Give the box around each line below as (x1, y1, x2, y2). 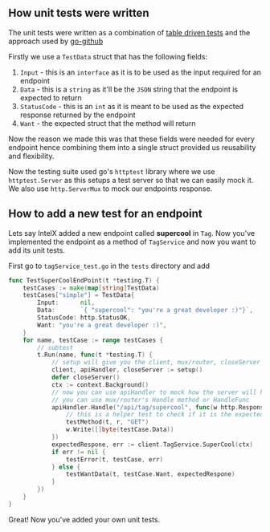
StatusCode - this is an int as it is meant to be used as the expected (19, 101, 243, 111)
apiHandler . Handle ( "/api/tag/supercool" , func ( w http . (51, 403, 239, 412)
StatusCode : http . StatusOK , (37, 314, 131, 322)
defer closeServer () (51, 373, 121, 381)
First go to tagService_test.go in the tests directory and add (8, 261, 211, 270)
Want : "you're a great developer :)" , (37, 321, 167, 329)
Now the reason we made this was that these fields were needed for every (8, 134, 256, 144)
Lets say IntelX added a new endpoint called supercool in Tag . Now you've (8, 228, 256, 238)
